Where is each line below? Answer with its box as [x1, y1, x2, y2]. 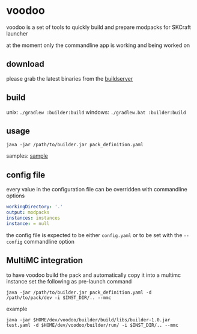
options [6, 192, 25, 199]
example [6, 305, 28, 312]
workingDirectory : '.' [6, 204, 63, 210]
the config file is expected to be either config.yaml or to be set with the [6, 231, 183, 238]
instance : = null [6, 220, 50, 226]
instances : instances [6, 215, 61, 221]
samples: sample [6, 152, 48, 159]
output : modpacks [6, 209, 50, 215]
